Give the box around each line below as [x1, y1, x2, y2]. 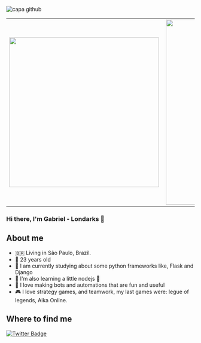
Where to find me [6, 314, 72, 324]
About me [6, 233, 44, 244]
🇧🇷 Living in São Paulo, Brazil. [14, 249, 92, 256]
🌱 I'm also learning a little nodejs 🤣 [14, 275, 100, 282]
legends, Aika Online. [14, 296, 68, 303]
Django [14, 268, 33, 275]
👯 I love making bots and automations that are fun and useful [14, 281, 165, 289]
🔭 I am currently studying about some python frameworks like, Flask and [14, 262, 194, 269]
